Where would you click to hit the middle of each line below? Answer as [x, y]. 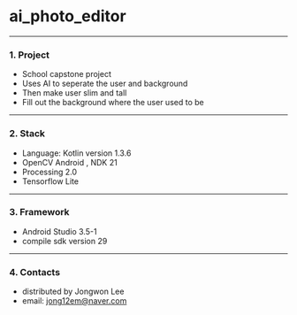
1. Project [30, 55]
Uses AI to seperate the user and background [105, 84]
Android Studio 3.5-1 [59, 231]
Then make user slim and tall [74, 93]
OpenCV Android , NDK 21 [69, 162]
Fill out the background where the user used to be [113, 103]
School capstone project [67, 74]
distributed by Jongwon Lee [73, 292]
